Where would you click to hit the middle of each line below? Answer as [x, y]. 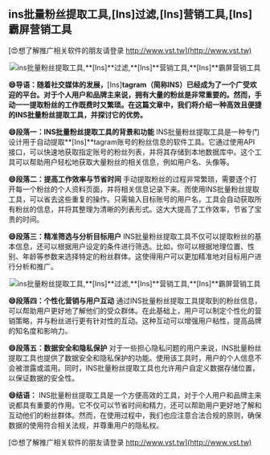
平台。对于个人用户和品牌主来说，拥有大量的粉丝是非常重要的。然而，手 [142, 94]
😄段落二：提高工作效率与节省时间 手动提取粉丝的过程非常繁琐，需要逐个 [129, 178]
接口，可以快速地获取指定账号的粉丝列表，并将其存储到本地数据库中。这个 [131, 152]
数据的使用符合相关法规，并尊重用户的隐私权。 [86, 425]
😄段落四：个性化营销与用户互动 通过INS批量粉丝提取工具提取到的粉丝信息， [135, 301]
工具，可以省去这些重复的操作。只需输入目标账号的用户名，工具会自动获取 [131, 199]
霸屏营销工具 [40, 29]
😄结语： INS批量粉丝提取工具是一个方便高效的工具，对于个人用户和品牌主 [131, 395]
